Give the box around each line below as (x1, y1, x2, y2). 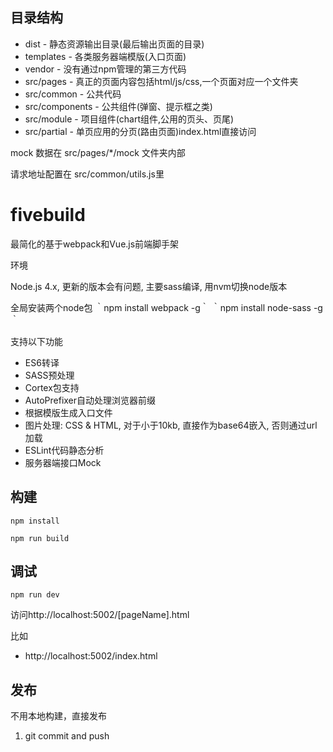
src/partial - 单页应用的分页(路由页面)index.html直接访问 (24, 125, 257, 137)
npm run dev (10, 590, 60, 600)
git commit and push (24, 730, 110, 742)
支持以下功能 (10, 335, 63, 347)
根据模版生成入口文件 (24, 406, 113, 418)
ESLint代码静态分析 (24, 444, 105, 456)
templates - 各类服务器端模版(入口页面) (24, 50, 187, 62)
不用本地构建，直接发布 (10, 710, 107, 722)
